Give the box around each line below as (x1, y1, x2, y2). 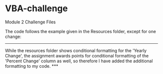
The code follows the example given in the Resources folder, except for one (5, 28, 156, 34)
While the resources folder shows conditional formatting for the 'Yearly (5, 47, 147, 54)
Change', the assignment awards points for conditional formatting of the (5, 53, 149, 58)
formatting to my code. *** (5, 63, 58, 69)
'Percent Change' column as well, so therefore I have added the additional (5, 58, 153, 64)
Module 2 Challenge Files (5, 19, 56, 25)
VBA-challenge (5, 3, 68, 14)
